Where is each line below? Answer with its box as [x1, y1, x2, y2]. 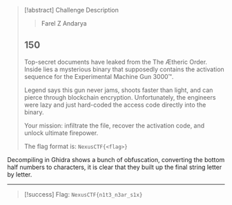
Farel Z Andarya [41, 19, 88, 27]
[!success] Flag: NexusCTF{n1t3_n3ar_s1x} [23, 190, 143, 198]
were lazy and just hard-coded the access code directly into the [23, 100, 206, 109]
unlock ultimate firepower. [23, 128, 99, 137]
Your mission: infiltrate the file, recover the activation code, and [23, 121, 205, 130]
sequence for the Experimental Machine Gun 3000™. [23, 72, 174, 80]
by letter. [7, 170, 32, 179]
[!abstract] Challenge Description [23, 6, 119, 14]
